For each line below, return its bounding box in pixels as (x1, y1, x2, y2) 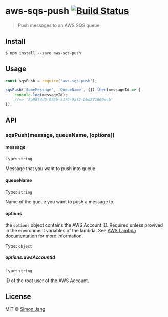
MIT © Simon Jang (5, 306, 46, 312)
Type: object (5, 243, 32, 249)
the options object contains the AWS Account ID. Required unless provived (5, 221, 163, 228)
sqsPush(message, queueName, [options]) (5, 132, 115, 139)
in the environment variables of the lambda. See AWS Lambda (5, 227, 136, 233)
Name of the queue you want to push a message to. (5, 198, 115, 205)
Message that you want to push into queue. (5, 165, 97, 172)
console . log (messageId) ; (14, 92, 68, 98)
